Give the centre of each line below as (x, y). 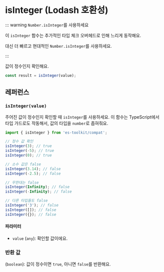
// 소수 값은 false (23, 164)
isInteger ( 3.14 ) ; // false (33, 169)
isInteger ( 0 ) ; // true (28, 155)
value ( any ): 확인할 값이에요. (40, 238)
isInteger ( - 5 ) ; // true (30, 151)
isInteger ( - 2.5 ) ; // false (33, 173)
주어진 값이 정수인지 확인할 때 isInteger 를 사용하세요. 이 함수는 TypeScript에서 (82, 117)
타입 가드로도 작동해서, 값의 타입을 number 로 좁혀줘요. (57, 123)
